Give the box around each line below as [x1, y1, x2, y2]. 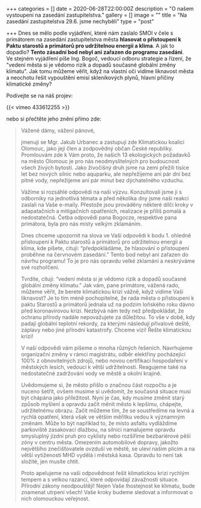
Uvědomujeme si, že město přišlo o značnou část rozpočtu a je [20, 381, 177, 389]
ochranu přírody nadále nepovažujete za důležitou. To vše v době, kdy [20, 314, 196, 320]
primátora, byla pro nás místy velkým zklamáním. [20, 220, 142, 227]
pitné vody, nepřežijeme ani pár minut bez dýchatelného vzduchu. [20, 177, 185, 184]
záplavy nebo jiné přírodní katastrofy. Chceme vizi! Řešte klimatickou [20, 326, 191, 333]
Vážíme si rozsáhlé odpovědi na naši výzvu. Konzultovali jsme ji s [20, 188, 182, 196]
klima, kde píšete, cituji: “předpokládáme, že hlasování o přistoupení [20, 245, 190, 251]
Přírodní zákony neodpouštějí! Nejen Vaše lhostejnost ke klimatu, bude [20, 482, 196, 489]
